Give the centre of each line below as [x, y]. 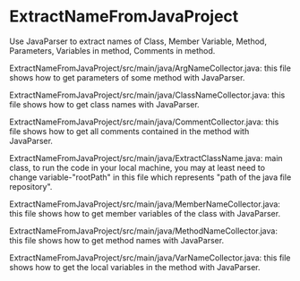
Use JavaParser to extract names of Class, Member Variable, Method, [138, 41]
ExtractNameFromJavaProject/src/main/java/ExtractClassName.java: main [146, 158]
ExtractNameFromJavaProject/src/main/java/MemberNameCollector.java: [145, 204]
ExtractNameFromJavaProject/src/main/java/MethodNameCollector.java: [143, 231]
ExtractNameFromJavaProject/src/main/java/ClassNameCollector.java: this [147, 95]
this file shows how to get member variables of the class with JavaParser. [145, 213]
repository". [31, 186]
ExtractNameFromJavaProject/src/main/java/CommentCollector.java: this [144, 122]
